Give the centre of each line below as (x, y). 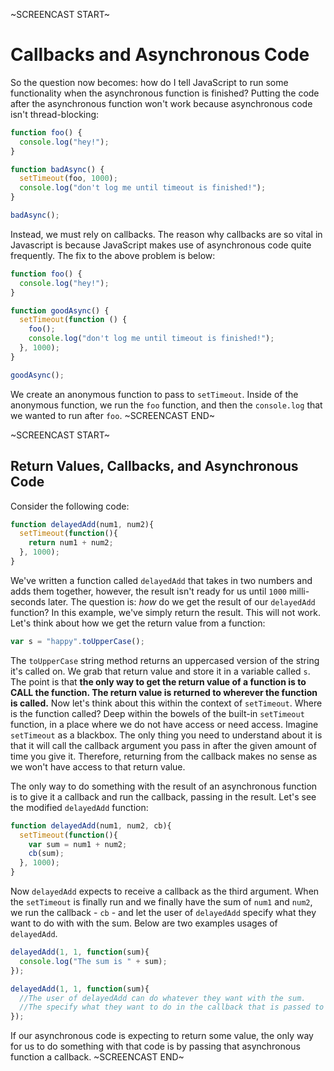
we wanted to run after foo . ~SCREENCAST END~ (113, 415)
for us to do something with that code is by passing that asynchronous (155, 1046)
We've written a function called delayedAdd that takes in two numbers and (161, 580)
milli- (299, 591)
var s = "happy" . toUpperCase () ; (77, 641)
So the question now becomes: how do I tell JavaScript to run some (149, 82)
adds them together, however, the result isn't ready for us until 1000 (148, 591)
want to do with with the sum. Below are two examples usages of (144, 923)
